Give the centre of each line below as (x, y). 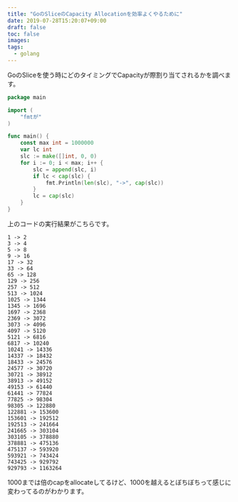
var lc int (36, 150)
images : (19, 41)
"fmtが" (31, 117)
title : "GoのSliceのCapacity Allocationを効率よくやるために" (95, 14)
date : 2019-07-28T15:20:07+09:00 (57, 21)
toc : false (24, 34)
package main (27, 97)
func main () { (29, 136)
